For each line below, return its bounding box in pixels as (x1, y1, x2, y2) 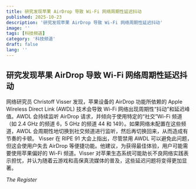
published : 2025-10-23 (6, 14, 62, 20)
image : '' (6, 25, 31, 31)
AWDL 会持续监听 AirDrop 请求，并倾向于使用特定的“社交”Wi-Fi (16, 112, 171, 120)
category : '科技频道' (6, 36, 56, 42)
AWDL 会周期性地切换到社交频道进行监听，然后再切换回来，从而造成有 (16, 127, 188, 134)
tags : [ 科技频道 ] (6, 31, 45, 37)
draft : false (6, 42, 38, 48)
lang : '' (6, 47, 28, 53)
